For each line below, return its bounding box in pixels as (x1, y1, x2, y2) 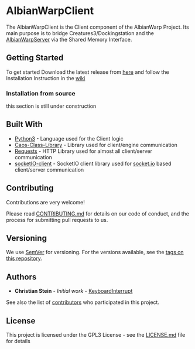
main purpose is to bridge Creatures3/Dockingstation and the (6, 29, 154, 36)
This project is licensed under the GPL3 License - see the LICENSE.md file (6, 331, 186, 338)
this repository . (6, 255, 43, 262)
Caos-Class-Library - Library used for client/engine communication (14, 141, 177, 148)
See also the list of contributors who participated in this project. (6, 299, 160, 306)
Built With (6, 119, 43, 129)
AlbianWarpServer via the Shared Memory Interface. (6, 36, 132, 43)
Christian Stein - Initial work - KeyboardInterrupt (14, 288, 133, 295)
